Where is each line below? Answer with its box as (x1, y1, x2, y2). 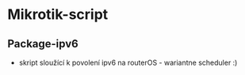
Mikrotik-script (7, 6, 109, 24)
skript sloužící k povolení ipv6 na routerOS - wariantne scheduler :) (18, 58, 238, 67)
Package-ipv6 (7, 37, 78, 51)
